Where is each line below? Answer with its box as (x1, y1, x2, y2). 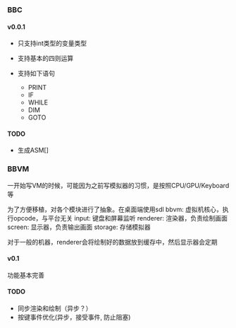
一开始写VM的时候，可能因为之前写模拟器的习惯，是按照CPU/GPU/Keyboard (7, 181, 230, 189)
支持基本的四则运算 (17, 54, 74, 63)
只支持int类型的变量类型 (17, 39, 87, 47)
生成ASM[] (17, 146, 49, 155)
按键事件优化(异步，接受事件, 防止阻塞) (17, 313, 131, 322)
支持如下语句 (17, 69, 55, 78)
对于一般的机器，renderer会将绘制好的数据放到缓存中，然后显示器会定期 (7, 238, 218, 246)
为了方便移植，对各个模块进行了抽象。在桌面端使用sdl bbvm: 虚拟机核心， (7, 205, 223, 213)
